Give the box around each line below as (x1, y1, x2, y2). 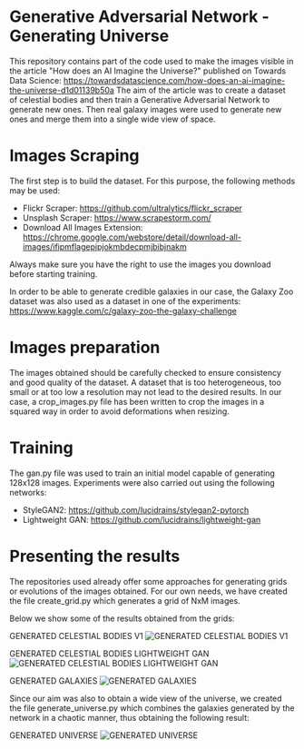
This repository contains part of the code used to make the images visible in (9, 55, 294, 66)
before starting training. (9, 268, 98, 279)
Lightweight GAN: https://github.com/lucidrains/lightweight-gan (22, 514, 261, 525)
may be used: (9, 184, 61, 196)
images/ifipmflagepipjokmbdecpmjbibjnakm (22, 241, 188, 251)
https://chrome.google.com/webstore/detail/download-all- (22, 232, 242, 242)
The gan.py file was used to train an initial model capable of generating (9, 468, 275, 478)
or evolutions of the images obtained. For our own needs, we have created (9, 586, 288, 596)
